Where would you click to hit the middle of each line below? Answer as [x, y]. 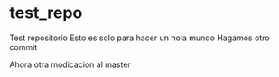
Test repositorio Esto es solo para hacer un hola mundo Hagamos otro [139, 38]
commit [23, 47]
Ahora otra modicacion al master [70, 64]
